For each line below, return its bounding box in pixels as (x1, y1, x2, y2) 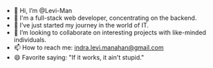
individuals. (13, 36, 47, 44)
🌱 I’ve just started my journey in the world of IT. (13, 21, 149, 29)
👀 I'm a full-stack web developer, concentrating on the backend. (13, 14, 197, 22)
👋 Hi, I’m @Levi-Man (13, 7, 73, 14)
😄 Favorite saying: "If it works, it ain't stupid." (13, 54, 145, 61)
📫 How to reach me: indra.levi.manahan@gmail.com (13, 43, 164, 52)
